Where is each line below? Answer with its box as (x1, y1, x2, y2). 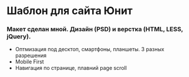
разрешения (15, 52, 46, 59)
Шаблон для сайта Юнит (6, 4, 133, 18)
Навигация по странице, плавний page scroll (15, 65, 127, 72)
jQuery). (6, 32, 31, 41)
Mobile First (15, 58, 45, 65)
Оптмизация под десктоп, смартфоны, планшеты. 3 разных (15, 46, 165, 53)
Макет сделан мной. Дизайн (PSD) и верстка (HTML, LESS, (6, 25, 184, 34)
